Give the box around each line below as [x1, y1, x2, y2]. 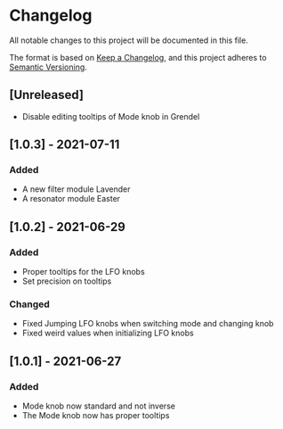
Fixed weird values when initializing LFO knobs [21, 327, 194, 339]
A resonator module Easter [21, 194, 121, 204]
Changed [9, 298, 51, 310]
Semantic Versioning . [9, 62, 87, 72]
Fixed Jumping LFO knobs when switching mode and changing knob [21, 318, 274, 329]
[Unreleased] [9, 87, 85, 103]
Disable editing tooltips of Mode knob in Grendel [21, 111, 200, 121]
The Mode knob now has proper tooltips [21, 410, 170, 421]
